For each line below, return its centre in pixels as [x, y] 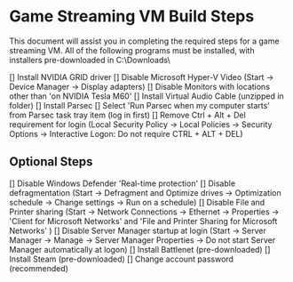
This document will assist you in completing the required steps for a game [144, 41]
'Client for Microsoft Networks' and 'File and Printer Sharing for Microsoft [143, 221]
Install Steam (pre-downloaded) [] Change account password [121, 259]
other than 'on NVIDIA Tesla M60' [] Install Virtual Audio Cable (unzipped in [146, 96]
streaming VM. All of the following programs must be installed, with [132, 50]
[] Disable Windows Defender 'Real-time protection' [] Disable [123, 183]
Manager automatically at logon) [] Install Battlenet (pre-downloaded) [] [140, 249]
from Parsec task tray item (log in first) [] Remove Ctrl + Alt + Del [127, 115]
